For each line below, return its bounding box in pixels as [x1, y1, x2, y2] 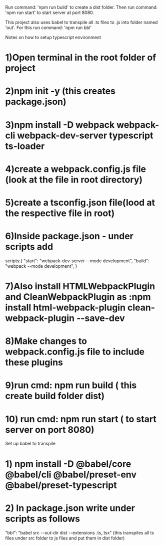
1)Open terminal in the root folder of [5, 52, 156, 63]
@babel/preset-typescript [5, 479, 117, 491]
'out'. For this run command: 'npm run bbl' [5, 25, 92, 31]
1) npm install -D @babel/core [5, 458, 131, 469]
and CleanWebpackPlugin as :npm [5, 291, 151, 303]
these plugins [5, 357, 63, 368]
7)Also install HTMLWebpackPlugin [5, 281, 155, 292]
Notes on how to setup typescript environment [5, 35, 101, 40]
